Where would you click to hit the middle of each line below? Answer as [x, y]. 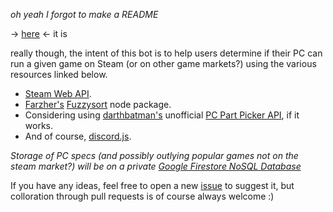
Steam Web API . [58, 93]
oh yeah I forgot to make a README [84, 14]
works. [38, 125]
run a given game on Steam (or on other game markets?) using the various [163, 63]
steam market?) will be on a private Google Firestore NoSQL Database [156, 166]
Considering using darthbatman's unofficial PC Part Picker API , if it [162, 115]
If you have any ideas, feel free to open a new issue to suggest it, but [152, 185]
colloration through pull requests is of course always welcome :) [142, 196]
